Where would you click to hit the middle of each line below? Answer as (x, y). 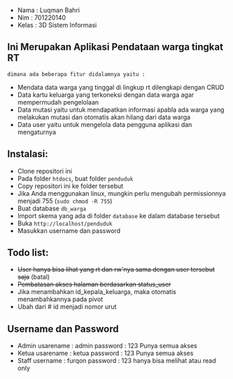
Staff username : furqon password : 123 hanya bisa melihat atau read (116, 361)
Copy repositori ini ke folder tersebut (70, 186)
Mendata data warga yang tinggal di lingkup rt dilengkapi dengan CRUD (121, 87)
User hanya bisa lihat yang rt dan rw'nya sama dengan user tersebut (116, 270)
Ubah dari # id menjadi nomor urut (67, 307)
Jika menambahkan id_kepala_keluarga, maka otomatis (97, 292)
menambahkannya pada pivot (60, 299)
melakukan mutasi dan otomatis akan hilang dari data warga (104, 117)
